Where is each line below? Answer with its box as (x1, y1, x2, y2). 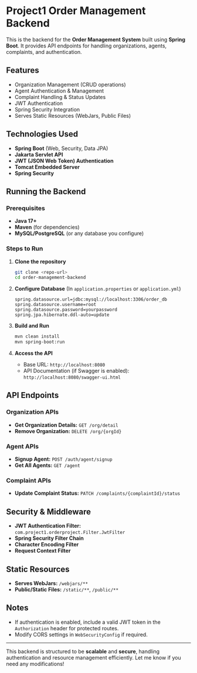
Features (6, 66, 39, 76)
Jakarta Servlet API (14, 151, 63, 158)
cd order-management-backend (14, 274, 86, 281)
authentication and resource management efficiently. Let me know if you (6, 654, 181, 661)
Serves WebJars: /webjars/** (14, 579, 89, 587)
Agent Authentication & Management (14, 87, 104, 94)
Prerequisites (6, 204, 45, 212)
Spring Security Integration (14, 106, 80, 113)
